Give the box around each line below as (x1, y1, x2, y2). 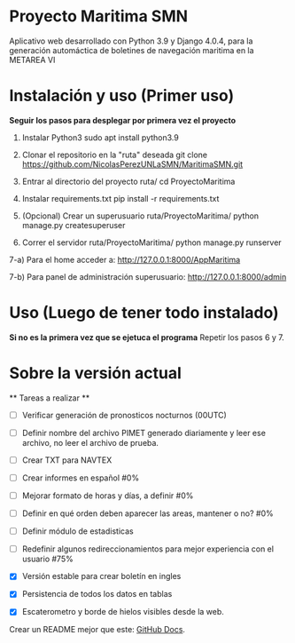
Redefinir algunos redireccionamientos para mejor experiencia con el (21, 544, 275, 554)
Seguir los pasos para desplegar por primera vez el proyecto (9, 115, 237, 125)
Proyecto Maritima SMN (9, 6, 189, 27)
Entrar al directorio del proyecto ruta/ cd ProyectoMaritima (21, 176, 236, 187)
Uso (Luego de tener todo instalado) (9, 303, 279, 323)
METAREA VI (9, 54, 56, 65)
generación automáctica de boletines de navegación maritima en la (9, 44, 254, 55)
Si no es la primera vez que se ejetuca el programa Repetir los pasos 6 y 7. (9, 331, 285, 343)
